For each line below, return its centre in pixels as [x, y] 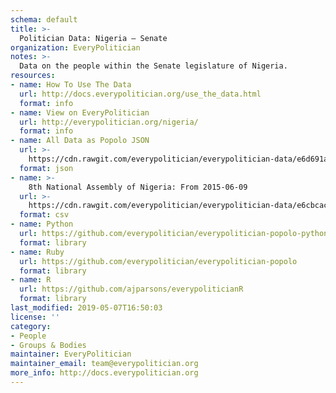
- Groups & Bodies [48, 345]
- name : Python [42, 224]
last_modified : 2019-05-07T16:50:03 [86, 308]
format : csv [44, 215]
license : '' [35, 317]
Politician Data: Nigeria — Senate [93, 38]
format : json [46, 168]
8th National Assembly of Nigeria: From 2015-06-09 [138, 187]
